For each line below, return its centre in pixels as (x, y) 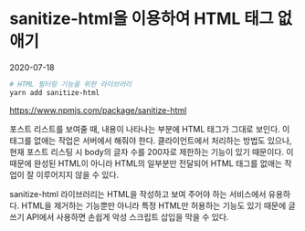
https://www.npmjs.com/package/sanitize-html (98, 110)
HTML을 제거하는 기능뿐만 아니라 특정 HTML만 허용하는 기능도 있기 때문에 (154, 205)
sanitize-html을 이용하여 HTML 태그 (142, 19)
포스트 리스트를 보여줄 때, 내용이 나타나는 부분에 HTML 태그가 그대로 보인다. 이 (150, 129)
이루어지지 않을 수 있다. (78, 174)
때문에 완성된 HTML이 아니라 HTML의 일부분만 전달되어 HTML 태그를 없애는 (146, 163)
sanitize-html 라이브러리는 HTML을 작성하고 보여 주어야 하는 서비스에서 (138, 194)
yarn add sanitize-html (55, 92)
